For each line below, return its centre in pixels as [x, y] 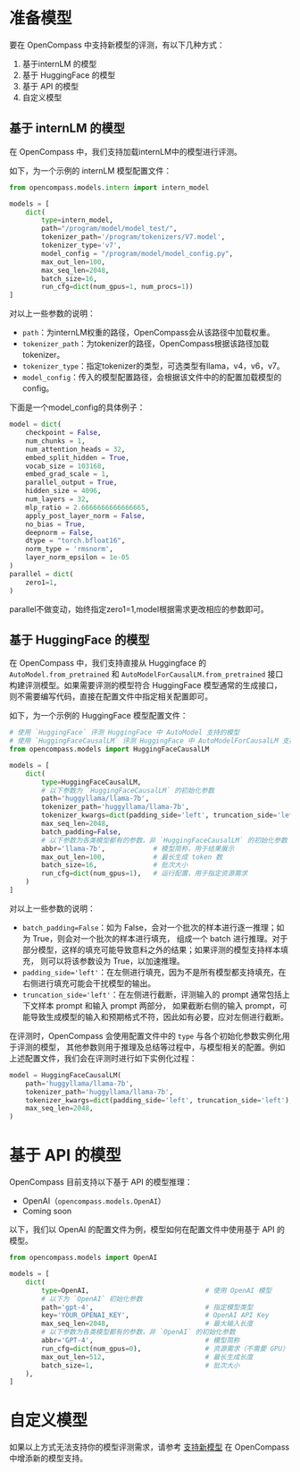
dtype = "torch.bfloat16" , [75, 541]
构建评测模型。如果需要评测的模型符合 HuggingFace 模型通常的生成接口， [146, 685]
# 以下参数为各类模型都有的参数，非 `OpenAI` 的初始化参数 [138, 1332]
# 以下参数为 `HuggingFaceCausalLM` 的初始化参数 [128, 790]
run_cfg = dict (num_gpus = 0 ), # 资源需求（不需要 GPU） [165, 1349]
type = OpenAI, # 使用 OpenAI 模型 [157, 1290]
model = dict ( [36, 425]
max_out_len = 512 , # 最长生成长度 [147, 1357]
